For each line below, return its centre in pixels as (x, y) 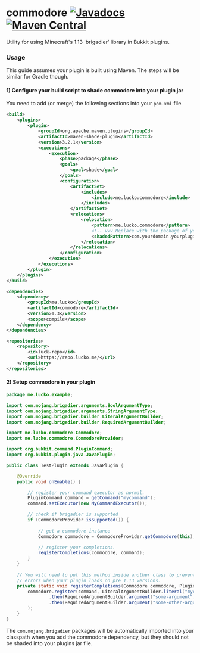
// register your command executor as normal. (86, 492)
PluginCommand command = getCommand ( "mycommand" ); (92, 498)
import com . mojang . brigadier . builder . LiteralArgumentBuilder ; (85, 416)
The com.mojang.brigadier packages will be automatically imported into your (100, 630)
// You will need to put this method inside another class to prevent (106, 575)
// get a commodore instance (74, 531)
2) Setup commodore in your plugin (51, 382)
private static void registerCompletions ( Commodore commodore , (97, 586)
